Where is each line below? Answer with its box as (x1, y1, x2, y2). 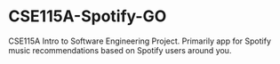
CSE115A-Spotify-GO (8, 6, 167, 27)
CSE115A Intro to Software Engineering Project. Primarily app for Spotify (8, 36, 272, 46)
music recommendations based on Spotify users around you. (8, 44, 232, 55)
